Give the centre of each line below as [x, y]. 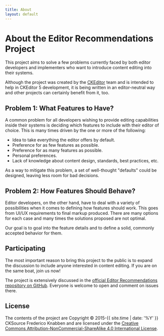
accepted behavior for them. [34, 233]
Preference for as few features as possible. [56, 145]
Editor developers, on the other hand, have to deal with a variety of [72, 203]
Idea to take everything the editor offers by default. [64, 140]
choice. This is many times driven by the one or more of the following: [75, 130]
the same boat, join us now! [33, 271]
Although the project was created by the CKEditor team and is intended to [80, 82]
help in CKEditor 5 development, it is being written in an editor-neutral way [80, 88]
